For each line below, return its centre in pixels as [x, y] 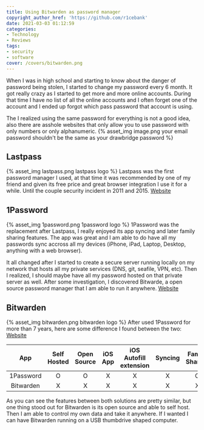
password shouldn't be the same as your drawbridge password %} [90, 137]
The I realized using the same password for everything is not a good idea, [98, 118]
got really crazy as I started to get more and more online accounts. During [99, 93]
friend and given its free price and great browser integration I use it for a [97, 184]
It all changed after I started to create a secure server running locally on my [100, 262]
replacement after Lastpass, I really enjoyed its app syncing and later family [101, 231]
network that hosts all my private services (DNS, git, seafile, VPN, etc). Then [102, 269]
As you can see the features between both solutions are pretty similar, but [99, 401]
